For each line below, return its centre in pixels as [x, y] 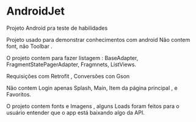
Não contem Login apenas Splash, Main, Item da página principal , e [92, 88]
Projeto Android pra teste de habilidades [57, 28]
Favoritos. [19, 94]
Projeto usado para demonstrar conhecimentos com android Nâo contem [98, 39]
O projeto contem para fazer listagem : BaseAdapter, [72, 58]
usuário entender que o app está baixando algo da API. [75, 112]
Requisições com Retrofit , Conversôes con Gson [68, 76]
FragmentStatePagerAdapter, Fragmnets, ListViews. [71, 64]
